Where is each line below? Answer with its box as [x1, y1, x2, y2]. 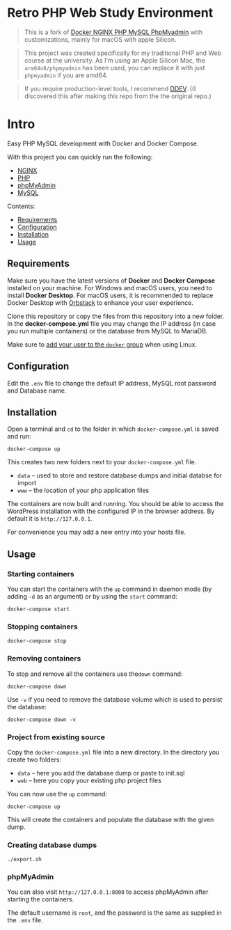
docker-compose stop [7, 638, 67, 645]
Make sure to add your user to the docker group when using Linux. [7, 340, 197, 349]
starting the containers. [7, 895, 74, 904]
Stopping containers [7, 622, 78, 631]
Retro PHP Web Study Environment [7, 5, 214, 21]
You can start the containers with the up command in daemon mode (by [7, 585, 212, 593]
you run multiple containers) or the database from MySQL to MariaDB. [7, 326, 208, 335]
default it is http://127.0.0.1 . [7, 514, 93, 523]
